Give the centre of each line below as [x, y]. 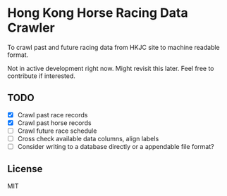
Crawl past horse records [54, 123]
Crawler [31, 28]
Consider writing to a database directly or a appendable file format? [116, 146]
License [25, 169]
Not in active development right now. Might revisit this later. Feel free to [111, 68]
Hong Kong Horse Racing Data [98, 13]
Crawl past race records [53, 115]
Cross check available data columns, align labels [88, 138]
